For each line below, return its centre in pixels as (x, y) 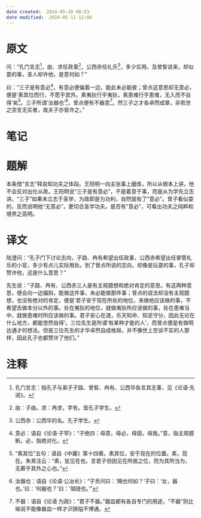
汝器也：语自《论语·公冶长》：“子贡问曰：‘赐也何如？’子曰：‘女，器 (96, 481)
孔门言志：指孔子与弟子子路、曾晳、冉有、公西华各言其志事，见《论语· (102, 387)
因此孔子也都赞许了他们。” (48, 338)
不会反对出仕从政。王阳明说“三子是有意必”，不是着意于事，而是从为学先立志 (100, 191)
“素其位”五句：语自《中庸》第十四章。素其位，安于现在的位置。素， (98, 453)
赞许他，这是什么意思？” (36, 272)
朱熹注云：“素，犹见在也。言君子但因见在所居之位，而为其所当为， (108, 461)
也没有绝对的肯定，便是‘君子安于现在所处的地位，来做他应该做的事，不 (104, 301)
